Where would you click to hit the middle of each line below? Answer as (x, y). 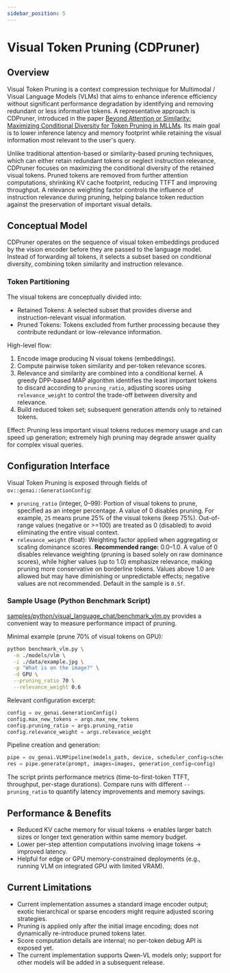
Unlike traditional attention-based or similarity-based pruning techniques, (111, 153)
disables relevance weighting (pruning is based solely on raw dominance (120, 554)
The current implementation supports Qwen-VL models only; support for (119, 955)
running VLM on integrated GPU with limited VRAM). (90, 866)
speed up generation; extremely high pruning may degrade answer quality (112, 437)
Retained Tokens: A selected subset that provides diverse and (104, 310)
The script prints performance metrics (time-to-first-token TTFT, (98, 777)
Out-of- (209, 517)
